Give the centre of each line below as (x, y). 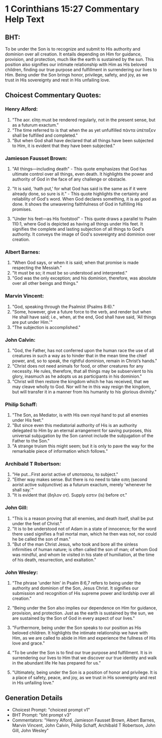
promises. (22, 209)
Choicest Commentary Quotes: (53, 95)
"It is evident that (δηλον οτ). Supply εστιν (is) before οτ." (70, 495)
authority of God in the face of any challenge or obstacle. (69, 179)
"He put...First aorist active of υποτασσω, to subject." (65, 474)
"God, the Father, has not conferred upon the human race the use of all (83, 350)
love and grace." (28, 643)
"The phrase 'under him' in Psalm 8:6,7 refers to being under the (76, 583)
